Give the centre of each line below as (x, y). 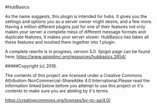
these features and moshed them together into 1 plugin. (61, 42)
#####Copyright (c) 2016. (31, 66)
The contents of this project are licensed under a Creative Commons (74, 75)
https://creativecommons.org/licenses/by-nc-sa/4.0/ (58, 100)
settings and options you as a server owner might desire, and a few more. (79, 22)
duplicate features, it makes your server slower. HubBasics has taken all (77, 37)
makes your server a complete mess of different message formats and (75, 32)
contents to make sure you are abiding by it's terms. (57, 91)
